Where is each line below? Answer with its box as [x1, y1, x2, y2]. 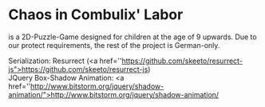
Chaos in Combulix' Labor [8, 6, 184, 24]
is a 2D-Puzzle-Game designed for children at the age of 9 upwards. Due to [8, 32, 257, 42]
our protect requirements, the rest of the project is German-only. [8, 40, 220, 50]
